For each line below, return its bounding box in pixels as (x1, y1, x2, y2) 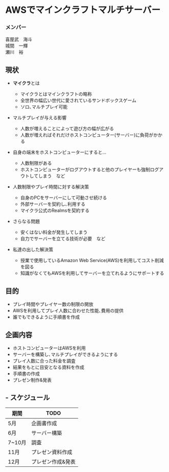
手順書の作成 (12, 370, 40, 376)
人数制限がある (20, 160, 52, 166)
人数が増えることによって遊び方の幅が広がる (20, 125, 114, 132)
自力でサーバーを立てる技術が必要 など (20, 235, 106, 242)
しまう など (38, 173, 65, 179)
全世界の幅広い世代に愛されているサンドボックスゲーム (20, 97, 137, 103)
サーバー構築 (31, 429, 62, 436)
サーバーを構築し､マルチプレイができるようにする (12, 351, 118, 357)
